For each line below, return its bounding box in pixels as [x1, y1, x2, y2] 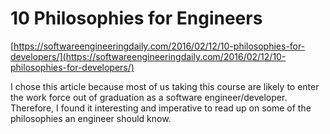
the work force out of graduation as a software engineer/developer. [10, 91, 288, 103]
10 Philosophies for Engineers [10, 7, 263, 30]
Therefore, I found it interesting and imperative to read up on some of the [10, 102, 312, 114]
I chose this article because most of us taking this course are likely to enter [10, 80, 320, 92]
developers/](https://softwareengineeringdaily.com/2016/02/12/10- [10, 50, 287, 62]
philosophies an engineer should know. [10, 112, 172, 124]
